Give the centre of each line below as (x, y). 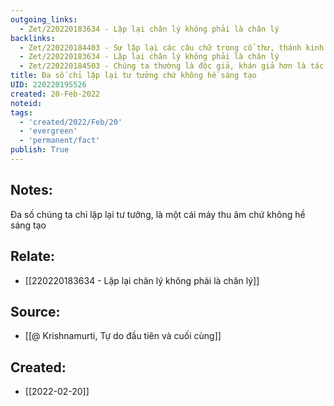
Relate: (32, 256)
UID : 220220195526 (48, 85)
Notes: (31, 190)
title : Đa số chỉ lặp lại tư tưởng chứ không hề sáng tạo (133, 76)
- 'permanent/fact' (60, 141)
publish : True (40, 150)
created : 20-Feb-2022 (55, 94)
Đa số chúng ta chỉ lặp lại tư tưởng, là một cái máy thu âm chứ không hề (158, 214)
